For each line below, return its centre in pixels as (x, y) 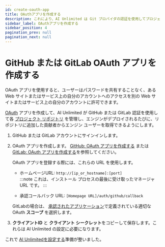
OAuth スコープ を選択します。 (43, 212)
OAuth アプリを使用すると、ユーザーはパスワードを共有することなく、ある (81, 90)
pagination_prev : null (28, 32)
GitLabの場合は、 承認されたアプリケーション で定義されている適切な (82, 206)
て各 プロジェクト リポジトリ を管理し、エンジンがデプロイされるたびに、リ (82, 119)
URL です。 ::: (33, 185)
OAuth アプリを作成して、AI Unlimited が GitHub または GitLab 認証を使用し (82, 112)
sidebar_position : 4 (26, 28)
